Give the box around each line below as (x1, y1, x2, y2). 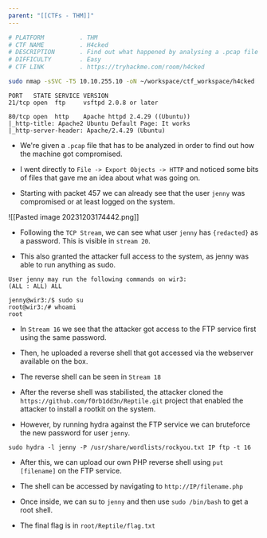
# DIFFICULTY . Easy (8, 56, 102, 64)
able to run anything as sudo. (19, 259, 116, 269)
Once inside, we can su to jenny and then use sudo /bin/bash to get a (19, 497, 249, 506)
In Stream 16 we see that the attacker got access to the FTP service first (19, 324, 257, 333)
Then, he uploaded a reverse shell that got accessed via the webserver (19, 348, 253, 357)
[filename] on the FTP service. (19, 466, 122, 475)
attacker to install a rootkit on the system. (19, 403, 156, 414)
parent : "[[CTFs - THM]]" (8, 11, 94, 20)
